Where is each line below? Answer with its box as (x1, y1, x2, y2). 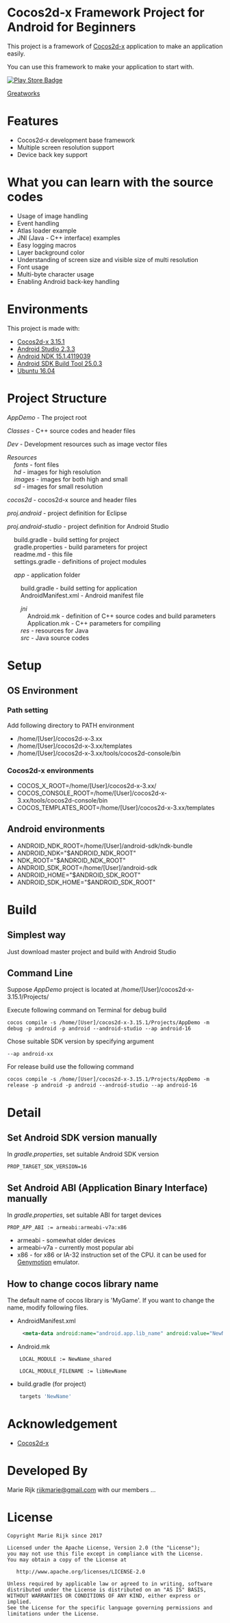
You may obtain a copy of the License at (7, 1556, 127, 1563)
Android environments (7, 823, 105, 835)
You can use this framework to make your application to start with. (7, 62, 194, 71)
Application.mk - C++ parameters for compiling (27, 619, 161, 627)
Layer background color (16, 248, 85, 257)
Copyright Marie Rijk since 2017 (7, 1532, 103, 1539)
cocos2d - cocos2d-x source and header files (7, 495, 137, 504)
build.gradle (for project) (16, 1379, 87, 1388)
